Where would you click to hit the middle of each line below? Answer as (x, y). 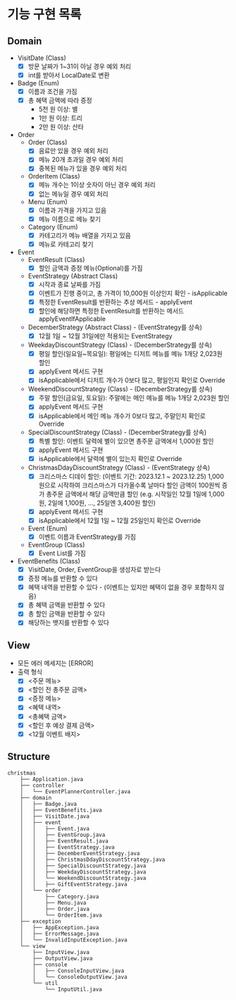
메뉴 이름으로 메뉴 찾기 (69, 219)
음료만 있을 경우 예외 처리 (73, 151)
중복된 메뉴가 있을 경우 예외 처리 (83, 168)
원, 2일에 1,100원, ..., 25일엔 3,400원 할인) (97, 503)
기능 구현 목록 (44, 14)
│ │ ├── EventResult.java (64, 841)
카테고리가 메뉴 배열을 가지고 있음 (85, 235)
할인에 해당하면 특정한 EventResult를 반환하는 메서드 (111, 311)
